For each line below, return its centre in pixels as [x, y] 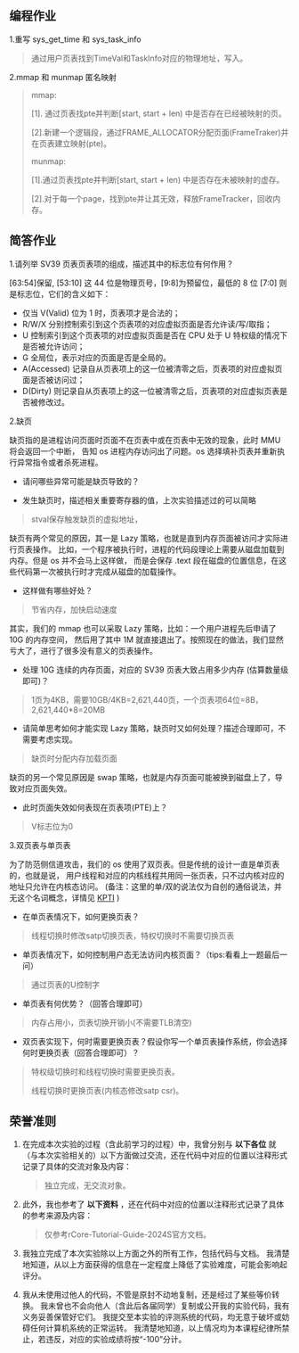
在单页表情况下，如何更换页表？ [81, 916]
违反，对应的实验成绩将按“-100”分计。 [116, 1340]
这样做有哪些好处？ [57, 590]
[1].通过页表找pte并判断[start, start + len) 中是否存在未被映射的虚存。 [158, 179]
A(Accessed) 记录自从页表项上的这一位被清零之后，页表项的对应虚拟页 [152, 368]
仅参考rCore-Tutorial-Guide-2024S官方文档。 [128, 1234]
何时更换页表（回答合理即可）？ [81, 1052]
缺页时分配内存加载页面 [74, 758]
